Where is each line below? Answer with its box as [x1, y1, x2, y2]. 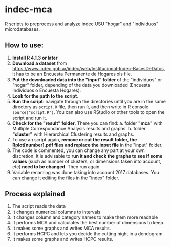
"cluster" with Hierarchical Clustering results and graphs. [12, 131, 134, 137]
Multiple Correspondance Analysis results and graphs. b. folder [12, 125, 146, 131]
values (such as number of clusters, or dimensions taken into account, [12, 158, 162, 164]
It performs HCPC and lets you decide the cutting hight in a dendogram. [12, 230, 164, 237]
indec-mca [5, 4, 52, 15]
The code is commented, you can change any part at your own [12, 147, 145, 154]
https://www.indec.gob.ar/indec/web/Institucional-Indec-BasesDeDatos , [12, 65, 165, 71]
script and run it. [12, 115, 47, 121]
